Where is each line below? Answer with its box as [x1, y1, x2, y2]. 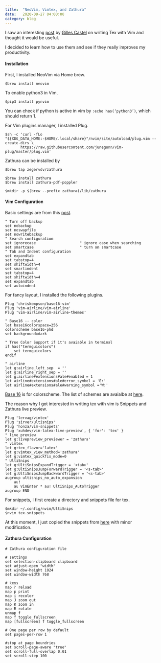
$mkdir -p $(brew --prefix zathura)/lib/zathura [5, 188, 106, 193]
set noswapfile [5, 228, 36, 232]
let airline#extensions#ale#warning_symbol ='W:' [5, 383, 109, 388]
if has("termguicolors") [5, 344, 56, 349]
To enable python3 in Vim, [5, 90, 58, 95]
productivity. [5, 49, 31, 55]
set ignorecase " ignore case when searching [5, 240, 141, 245]
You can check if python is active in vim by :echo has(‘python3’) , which [5, 108, 151, 114]
